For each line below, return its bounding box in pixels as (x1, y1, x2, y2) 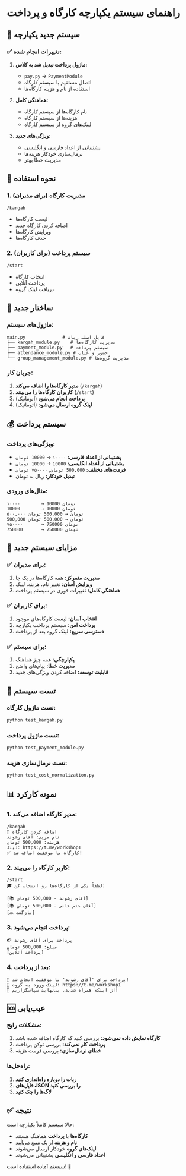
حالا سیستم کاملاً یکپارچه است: (7, 1121, 75, 1128)
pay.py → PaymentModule (24, 72, 83, 80)
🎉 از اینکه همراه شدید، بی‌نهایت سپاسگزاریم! (7, 987, 118, 993)
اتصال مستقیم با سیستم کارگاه (24, 78, 92, 86)
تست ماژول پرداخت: (7, 731, 60, 739)
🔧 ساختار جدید (7, 303, 53, 313)
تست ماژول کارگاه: (7, 704, 56, 712)
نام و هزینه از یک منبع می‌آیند (15, 1139, 78, 1146)
